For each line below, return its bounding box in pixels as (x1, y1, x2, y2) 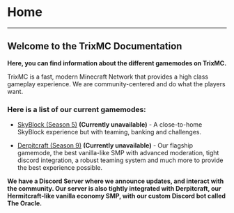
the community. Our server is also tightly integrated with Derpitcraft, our (7, 184, 221, 193)
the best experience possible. (17, 164, 103, 172)
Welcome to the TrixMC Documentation (7, 40, 182, 52)
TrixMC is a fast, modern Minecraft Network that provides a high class (7, 72, 209, 81)
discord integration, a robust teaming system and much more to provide (17, 156, 224, 164)
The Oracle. (7, 199, 42, 207)
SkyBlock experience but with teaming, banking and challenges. (17, 128, 202, 136)
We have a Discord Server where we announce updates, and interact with (7, 177, 224, 185)
